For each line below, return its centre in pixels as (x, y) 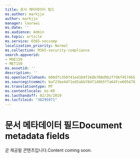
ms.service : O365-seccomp (31, 41)
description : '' (21, 73)
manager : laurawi (23, 23)
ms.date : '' (17, 28)
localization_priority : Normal (37, 46)
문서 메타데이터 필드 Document (64, 126)
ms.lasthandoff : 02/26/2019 (33, 95)
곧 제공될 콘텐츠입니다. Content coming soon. (48, 150)
